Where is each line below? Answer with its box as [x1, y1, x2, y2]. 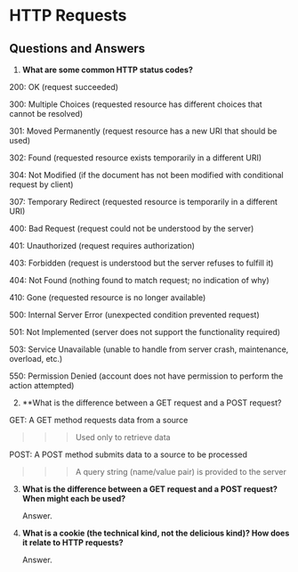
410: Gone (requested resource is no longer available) [9, 292, 206, 303]
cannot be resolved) [9, 109, 84, 118]
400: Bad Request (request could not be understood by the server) [9, 224, 254, 233]
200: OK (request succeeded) [9, 82, 118, 92]
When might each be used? [21, 494, 126, 503]
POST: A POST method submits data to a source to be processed [9, 449, 247, 460]
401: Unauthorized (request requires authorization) [9, 241, 196, 250]
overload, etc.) [9, 354, 63, 364]
